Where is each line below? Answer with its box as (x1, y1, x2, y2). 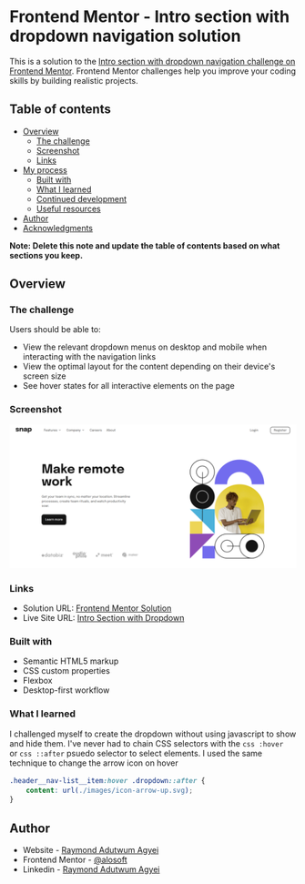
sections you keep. (9, 249, 84, 260)
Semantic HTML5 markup (22, 655, 119, 666)
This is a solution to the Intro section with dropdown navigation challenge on (9, 56, 296, 66)
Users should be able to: (9, 324, 102, 335)
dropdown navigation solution (9, 25, 241, 46)
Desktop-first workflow (22, 685, 110, 696)
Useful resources (36, 203, 102, 214)
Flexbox (22, 676, 53, 686)
